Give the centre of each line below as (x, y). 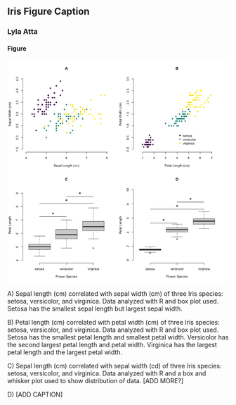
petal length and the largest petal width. (65, 352)
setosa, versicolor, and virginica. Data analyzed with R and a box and (107, 373)
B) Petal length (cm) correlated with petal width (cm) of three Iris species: (113, 322)
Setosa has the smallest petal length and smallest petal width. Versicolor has (118, 337)
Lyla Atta (22, 32)
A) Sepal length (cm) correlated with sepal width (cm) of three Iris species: (115, 293)
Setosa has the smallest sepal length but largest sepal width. (95, 309)
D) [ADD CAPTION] (35, 394)
